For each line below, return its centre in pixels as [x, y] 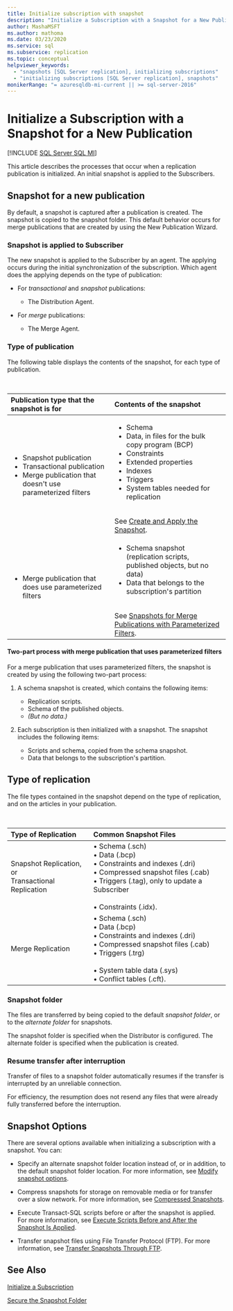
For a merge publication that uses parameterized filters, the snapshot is [109, 667]
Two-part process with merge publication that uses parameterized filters [114, 652]
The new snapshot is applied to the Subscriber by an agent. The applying [112, 260]
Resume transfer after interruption [67, 1061]
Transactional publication [64, 466]
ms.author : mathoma [35, 33]
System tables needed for [168, 488]
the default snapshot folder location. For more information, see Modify [118, 1171]
